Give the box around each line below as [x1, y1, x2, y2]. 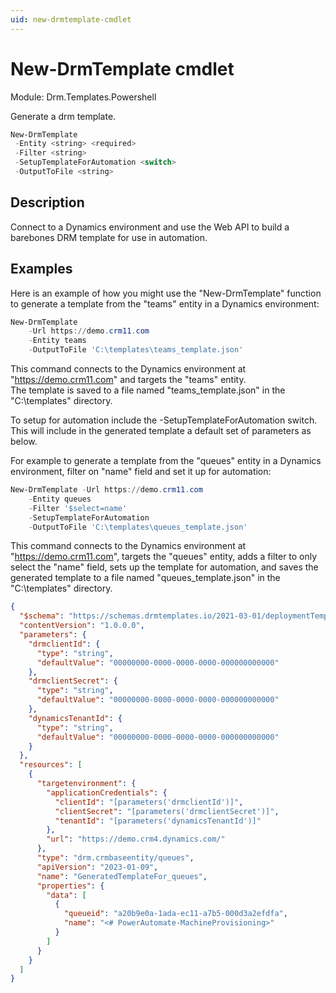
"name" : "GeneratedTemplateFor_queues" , [36, 871, 208, 881]
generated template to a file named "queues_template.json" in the [10, 572, 281, 584]
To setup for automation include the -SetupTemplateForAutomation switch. [10, 414, 318, 426]
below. [10, 436, 38, 448]
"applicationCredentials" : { [46, 787, 168, 798]
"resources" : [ [19, 760, 83, 770]
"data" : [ [46, 890, 87, 900]
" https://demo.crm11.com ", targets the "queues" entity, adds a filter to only [10, 551, 318, 563]
